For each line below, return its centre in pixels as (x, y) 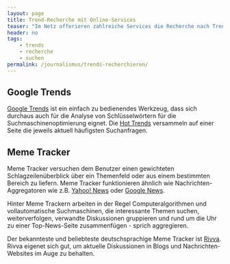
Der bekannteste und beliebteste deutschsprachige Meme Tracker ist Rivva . (114, 239)
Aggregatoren (27, 191)
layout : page (26, 13)
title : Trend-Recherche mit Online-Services (72, 20)
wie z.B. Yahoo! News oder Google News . (106, 191)
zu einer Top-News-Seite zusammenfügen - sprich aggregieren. (98, 226)
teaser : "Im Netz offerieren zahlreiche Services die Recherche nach (108, 26)
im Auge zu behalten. (65, 254)
